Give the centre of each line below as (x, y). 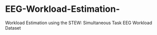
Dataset (13, 28)
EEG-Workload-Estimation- (63, 9)
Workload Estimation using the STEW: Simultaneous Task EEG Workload (79, 23)
